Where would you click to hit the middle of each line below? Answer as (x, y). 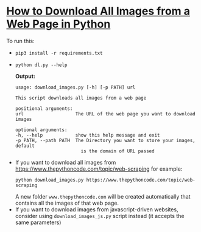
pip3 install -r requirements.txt (59, 53)
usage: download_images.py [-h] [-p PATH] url (75, 87)
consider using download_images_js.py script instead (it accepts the (100, 216)
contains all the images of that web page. (67, 203)
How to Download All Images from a (98, 11)
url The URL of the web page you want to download (105, 114)
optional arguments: (41, 130)
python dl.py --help (41, 65)
